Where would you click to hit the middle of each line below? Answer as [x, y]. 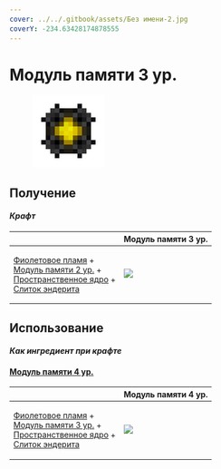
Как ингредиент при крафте [66, 351]
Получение [43, 193]
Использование [57, 328]
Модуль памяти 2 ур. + [58, 269]
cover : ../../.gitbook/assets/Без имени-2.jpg [99, 19]
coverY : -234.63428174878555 [64, 29]
